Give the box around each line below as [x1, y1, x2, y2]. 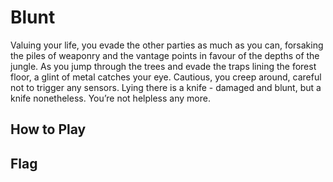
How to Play [10, 121, 87, 138]
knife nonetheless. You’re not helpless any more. [10, 92, 211, 104]
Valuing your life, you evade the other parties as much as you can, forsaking [10, 39, 324, 51]
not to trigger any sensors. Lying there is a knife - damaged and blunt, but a [10, 81, 322, 93]
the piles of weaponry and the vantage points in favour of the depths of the [10, 49, 320, 61]
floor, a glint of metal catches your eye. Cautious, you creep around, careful [10, 71, 322, 83]
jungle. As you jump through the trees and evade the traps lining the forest [10, 60, 317, 72]
